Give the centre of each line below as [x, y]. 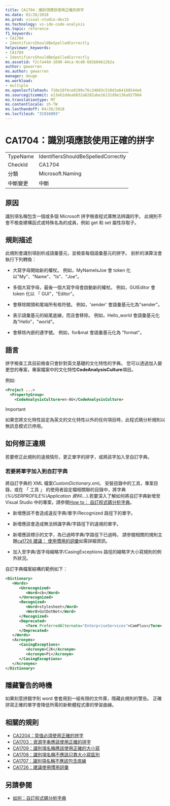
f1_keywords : [19, 34]
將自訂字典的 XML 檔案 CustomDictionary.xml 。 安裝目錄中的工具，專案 [79, 483]
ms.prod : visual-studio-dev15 [37, 19]
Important [15, 409]
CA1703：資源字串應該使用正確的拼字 [52, 742]
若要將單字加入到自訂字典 [37, 471]
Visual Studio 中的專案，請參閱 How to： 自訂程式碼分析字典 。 [70, 502]
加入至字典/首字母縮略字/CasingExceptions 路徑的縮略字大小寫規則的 [85, 552]
